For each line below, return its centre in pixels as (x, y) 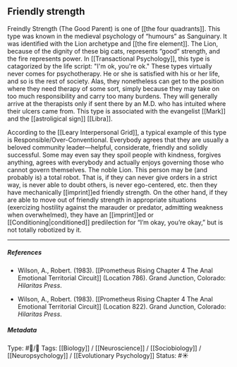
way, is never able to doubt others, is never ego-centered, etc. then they (112, 185)
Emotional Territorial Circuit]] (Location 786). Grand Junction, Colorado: (122, 277)
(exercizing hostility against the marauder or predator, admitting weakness (115, 207)
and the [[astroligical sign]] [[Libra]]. (60, 119)
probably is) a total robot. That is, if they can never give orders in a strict (112, 177)
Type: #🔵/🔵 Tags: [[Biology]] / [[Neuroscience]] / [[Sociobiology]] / (104, 348)
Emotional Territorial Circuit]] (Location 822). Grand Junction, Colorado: (122, 306)
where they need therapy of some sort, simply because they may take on (114, 88)
